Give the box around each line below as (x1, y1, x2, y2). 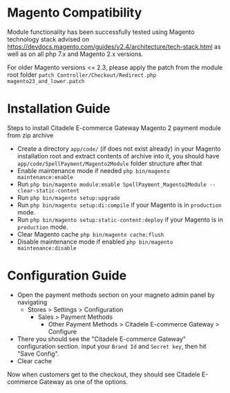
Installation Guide (7, 101, 111, 117)
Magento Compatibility (7, 5, 142, 21)
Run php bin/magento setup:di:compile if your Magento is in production (17, 201, 222, 209)
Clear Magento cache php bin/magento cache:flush (17, 230, 164, 238)
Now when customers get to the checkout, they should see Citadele (7, 370, 200, 378)
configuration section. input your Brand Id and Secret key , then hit (17, 342, 207, 350)
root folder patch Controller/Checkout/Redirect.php (7, 71, 157, 79)
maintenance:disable (17, 244, 77, 252)
